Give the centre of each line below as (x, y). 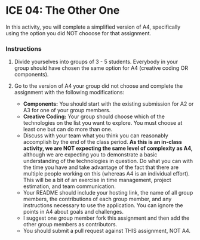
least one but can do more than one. (68, 130)
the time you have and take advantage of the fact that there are (101, 167)
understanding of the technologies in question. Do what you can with (108, 161)
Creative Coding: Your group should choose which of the (94, 116)
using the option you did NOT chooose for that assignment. (79, 33)
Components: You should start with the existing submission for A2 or (108, 104)
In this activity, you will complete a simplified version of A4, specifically (93, 27)
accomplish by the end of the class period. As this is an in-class (103, 142)
